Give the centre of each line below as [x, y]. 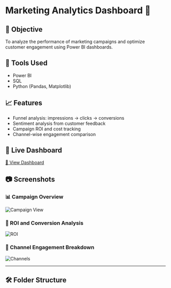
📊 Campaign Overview [34, 196]
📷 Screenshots [30, 179]
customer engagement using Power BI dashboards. [59, 47]
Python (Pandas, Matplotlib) [42, 86]
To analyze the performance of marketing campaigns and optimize [75, 41]
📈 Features [24, 103]
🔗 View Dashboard [25, 163]
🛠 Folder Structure [36, 280]
